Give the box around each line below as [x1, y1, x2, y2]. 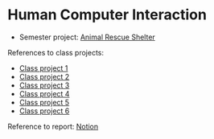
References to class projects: [7, 47, 105, 57]
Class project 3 [19, 80, 70, 90]
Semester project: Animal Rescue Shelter [19, 32, 156, 42]
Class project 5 [19, 97, 70, 107]
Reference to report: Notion [7, 121, 99, 131]
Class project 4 [19, 88, 70, 98]
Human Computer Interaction [7, 6, 207, 24]
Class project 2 [19, 72, 70, 81]
